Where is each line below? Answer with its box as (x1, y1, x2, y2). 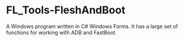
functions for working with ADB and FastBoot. (6, 29, 117, 36)
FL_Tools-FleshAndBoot (6, 3, 126, 17)
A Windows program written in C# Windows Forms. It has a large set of (6, 23, 178, 30)
